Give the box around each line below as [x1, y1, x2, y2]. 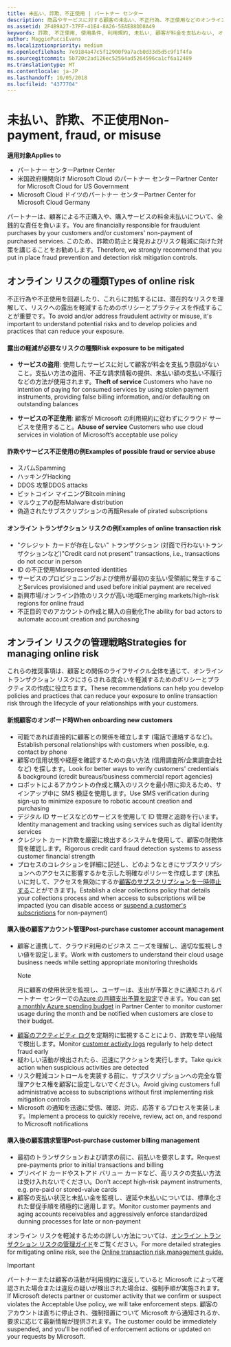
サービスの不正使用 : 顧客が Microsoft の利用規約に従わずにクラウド [16, 415, 208, 423]
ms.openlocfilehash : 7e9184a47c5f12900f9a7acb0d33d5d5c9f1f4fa [7, 49, 192, 56]
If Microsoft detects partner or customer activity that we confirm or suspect [7, 1292, 221, 1300]
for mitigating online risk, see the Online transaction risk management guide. [7, 1248, 223, 1256]
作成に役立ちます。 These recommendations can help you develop [36, 684, 224, 692]
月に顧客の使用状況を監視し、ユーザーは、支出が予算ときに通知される [16, 986, 217, 994]
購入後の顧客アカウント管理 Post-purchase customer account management [7, 925, 224, 933]
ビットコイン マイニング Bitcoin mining [16, 490, 126, 498]
